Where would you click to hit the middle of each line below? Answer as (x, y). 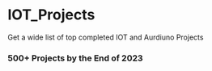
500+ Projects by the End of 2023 (75, 58)
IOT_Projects (51, 15)
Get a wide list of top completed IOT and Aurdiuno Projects (106, 37)
